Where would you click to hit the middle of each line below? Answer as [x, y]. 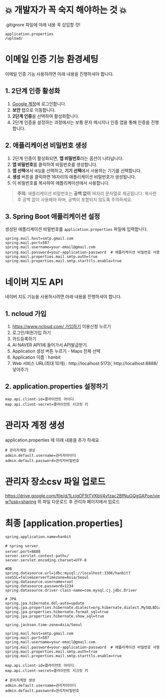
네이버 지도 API [34, 282]
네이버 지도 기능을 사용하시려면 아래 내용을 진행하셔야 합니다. [63, 297]
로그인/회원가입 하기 [31, 332]
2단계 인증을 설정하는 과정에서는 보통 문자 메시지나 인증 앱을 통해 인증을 [81, 122]
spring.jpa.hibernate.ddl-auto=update [45, 603]
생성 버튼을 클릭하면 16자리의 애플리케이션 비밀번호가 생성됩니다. [74, 177]
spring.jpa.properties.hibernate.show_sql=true [55, 616]
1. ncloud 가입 [26, 314]
